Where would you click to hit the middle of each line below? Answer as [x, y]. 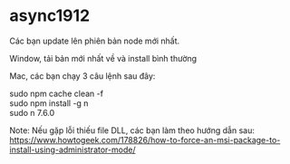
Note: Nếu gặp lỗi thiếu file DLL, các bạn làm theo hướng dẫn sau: [132, 130]
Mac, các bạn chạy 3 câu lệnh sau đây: [82, 76]
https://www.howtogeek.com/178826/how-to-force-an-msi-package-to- [145, 140]
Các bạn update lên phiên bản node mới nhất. [95, 41]
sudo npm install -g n [49, 103]
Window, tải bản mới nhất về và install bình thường [103, 58]
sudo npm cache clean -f [57, 93]
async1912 [50, 16]
